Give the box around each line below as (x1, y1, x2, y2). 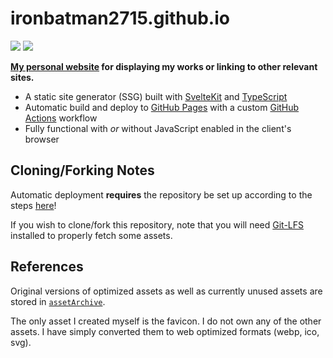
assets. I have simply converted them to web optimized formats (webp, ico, (10, 325, 320, 337)
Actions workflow (24, 112, 98, 124)
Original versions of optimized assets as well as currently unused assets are (10, 285, 323, 297)
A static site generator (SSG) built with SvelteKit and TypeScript (24, 90, 288, 102)
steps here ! (10, 199, 57, 211)
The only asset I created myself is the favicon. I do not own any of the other (10, 315, 322, 327)
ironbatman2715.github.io (10, 7, 230, 30)
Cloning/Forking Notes (10, 162, 155, 179)
